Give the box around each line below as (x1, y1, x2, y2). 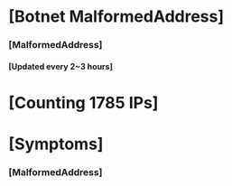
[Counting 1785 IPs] (8, 92, 159, 113)
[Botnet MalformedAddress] (8, 6, 225, 27)
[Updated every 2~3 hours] (8, 60, 114, 71)
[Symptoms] (8, 134, 104, 154)
